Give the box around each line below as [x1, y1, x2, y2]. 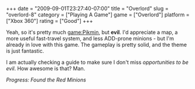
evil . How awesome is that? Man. [6, 65, 85, 72]
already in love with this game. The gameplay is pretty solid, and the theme [6, 41, 187, 48]
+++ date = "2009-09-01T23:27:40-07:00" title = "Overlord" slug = [6, 5, 169, 12]
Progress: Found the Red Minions [6, 76, 87, 83]
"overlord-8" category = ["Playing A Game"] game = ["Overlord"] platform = [6, 11, 190, 18]
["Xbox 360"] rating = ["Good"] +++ [6, 18, 94, 24]
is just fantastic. [6, 47, 45, 54]
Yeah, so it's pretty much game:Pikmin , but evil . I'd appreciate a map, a [6, 29, 178, 36]
